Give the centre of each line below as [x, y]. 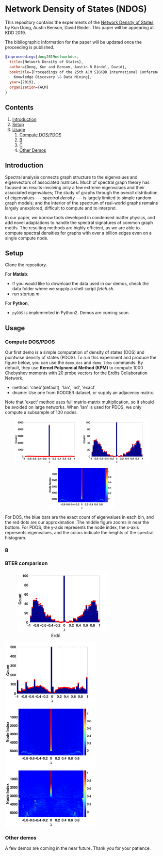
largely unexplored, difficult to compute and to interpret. [61, 208]
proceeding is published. [30, 47]
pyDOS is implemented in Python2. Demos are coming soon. [71, 313]
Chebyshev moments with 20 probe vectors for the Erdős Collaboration [76, 373]
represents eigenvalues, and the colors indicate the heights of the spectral [79, 532]
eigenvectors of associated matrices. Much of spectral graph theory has [77, 182]
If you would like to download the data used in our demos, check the [80, 284]
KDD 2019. [16, 32]
